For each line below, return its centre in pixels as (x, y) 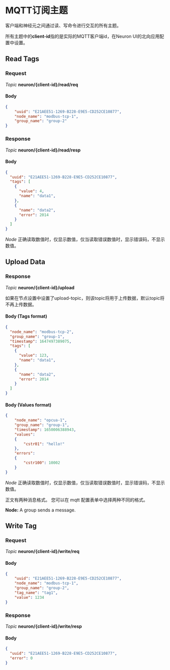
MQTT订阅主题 (37, 10)
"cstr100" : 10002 (42, 463)
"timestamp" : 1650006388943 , (45, 430)
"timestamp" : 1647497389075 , (41, 341)
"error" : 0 (21, 658)
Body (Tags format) (26, 316)
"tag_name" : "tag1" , (36, 593)
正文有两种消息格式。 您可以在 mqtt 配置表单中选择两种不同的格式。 (77, 500)
